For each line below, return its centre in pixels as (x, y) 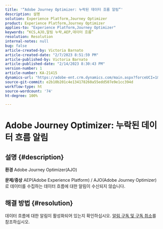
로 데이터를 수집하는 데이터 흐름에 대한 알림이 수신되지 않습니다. (65, 186)
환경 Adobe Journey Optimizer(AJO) (41, 170)
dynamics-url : (19, 77)
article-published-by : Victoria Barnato (47, 59)
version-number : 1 (24, 69)
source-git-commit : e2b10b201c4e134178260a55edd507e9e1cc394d (69, 82)
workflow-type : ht (24, 86)
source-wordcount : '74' (29, 91)
